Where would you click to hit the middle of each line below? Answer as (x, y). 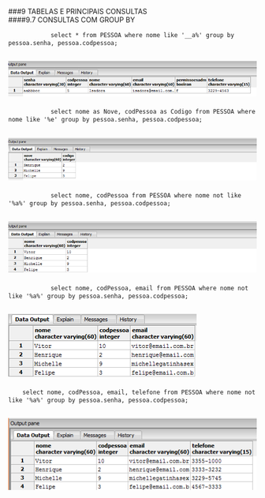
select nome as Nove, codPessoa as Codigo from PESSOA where (153, 112)
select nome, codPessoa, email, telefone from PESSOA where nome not (139, 392)
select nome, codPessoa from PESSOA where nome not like (146, 196)
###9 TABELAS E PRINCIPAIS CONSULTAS (78, 11)
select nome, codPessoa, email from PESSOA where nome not (149, 288)
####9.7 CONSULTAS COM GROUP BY (72, 20)
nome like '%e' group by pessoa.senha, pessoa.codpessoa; (105, 120)
